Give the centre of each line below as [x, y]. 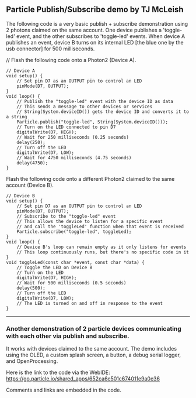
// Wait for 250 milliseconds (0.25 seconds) [73, 137]
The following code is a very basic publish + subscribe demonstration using [97, 23]
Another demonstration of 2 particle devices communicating [94, 328]
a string [17, 116]
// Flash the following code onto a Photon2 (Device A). [71, 60]
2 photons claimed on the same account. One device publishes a [84, 30]
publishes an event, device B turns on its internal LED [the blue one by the [95, 42]
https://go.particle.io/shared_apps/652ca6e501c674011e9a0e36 [83, 379]
